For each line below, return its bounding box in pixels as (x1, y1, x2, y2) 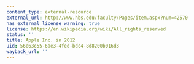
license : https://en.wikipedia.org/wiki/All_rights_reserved (6, 26, 166, 32)
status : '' (6, 32, 34, 38)
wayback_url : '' (6, 49, 48, 55)
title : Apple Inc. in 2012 (6, 37, 76, 43)
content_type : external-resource (6, 9, 92, 15)
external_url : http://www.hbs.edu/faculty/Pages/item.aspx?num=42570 (6, 15, 188, 21)
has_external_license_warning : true (6, 20, 100, 26)
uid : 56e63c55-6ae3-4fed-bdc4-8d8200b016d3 (6, 43, 120, 49)
